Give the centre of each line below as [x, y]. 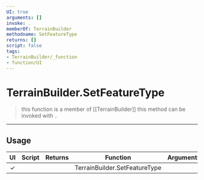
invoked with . [39, 116]
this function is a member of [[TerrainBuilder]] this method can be [104, 109]
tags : [13, 52]
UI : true [17, 12]
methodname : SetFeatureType [42, 35]
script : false [24, 46]
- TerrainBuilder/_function [42, 57]
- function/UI [24, 62]
